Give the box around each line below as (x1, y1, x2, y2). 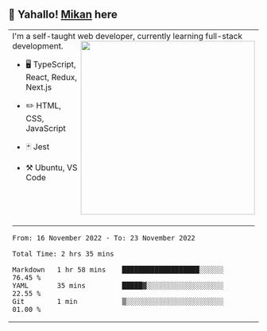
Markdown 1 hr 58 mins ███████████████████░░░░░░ (12, 265, 224, 274)
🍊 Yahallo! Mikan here (8, 8, 118, 21)
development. (12, 40, 64, 52)
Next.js (25, 81, 52, 92)
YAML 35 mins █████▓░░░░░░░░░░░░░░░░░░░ (12, 281, 224, 290)
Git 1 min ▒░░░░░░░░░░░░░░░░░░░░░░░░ (12, 297, 224, 306)
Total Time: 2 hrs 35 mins (12, 249, 114, 258)
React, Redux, (25, 71, 78, 83)
